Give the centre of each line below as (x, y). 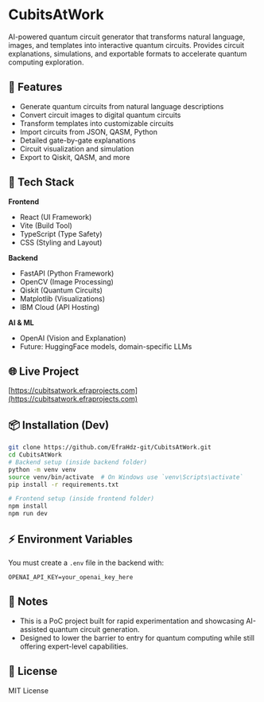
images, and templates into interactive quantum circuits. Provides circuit (126, 45)
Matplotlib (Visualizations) (62, 298)
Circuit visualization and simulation (77, 148)
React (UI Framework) (56, 217)
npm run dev (28, 514)
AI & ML (21, 322)
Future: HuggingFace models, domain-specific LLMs (106, 346)
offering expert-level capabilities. (74, 646)
